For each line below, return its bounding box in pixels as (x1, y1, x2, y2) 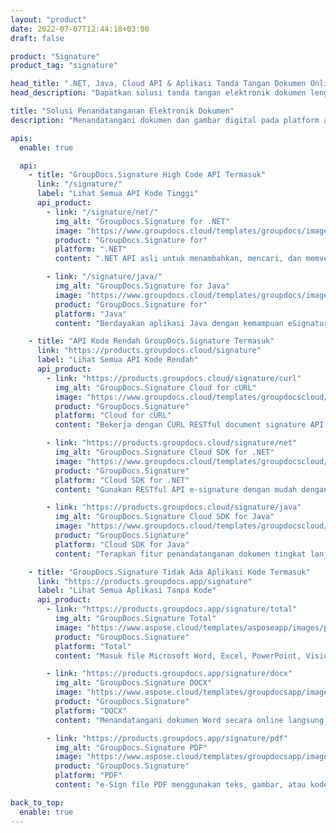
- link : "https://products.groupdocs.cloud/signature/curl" (46, 373, 302, 383)
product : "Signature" (10, 51, 101, 61)
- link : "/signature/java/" (46, 272, 163, 282)
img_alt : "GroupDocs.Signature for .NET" (54, 216, 230, 226)
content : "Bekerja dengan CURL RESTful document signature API (54, 420, 325, 430)
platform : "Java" (54, 309, 128, 319)
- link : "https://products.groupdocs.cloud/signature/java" (46, 502, 302, 513)
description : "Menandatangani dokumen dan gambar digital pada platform (10, 115, 320, 125)
